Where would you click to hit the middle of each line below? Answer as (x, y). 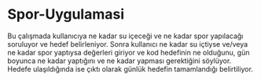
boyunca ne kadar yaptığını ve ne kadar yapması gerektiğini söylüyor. (119, 61)
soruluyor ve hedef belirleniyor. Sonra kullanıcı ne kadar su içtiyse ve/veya (128, 44)
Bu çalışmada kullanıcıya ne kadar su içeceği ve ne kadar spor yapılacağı (125, 36)
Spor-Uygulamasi (66, 14)
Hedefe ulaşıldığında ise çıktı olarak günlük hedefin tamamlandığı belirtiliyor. (130, 69)
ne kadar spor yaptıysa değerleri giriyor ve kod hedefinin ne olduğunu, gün (129, 52)
